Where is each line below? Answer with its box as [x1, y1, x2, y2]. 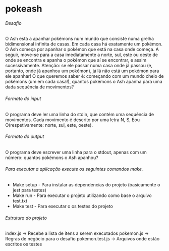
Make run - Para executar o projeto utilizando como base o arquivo [12, 192, 152, 198]
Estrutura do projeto [5, 215, 47, 221]
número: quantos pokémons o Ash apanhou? [5, 155, 98, 161]
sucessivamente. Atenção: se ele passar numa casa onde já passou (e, [5, 63, 153, 69]
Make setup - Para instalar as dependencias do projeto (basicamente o [12, 182, 160, 187]
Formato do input [5, 95, 41, 102]
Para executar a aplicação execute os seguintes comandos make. [5, 166, 143, 172]
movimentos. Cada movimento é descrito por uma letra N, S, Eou [5, 117, 140, 123]
